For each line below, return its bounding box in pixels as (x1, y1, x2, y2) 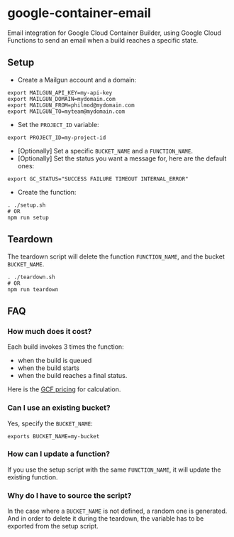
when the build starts (17, 364, 80, 372)
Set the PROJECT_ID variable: (17, 120, 99, 129)
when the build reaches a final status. (17, 371, 128, 380)
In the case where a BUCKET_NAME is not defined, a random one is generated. (7, 506, 228, 516)
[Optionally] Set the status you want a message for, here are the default (17, 154, 227, 163)
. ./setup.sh (7, 201, 46, 209)
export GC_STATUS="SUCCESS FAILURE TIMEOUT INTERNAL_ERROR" (7, 175, 189, 183)
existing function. (7, 472, 58, 481)
